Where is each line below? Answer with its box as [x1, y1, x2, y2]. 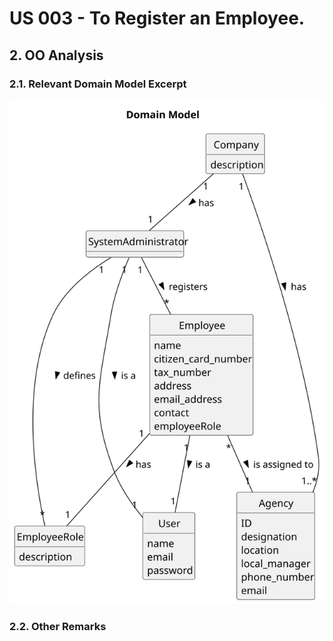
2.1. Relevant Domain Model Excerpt [9, 77, 187, 91]
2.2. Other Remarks [9, 620, 107, 634]
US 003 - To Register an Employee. [9, 7, 306, 30]
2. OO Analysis [9, 47, 104, 64]
